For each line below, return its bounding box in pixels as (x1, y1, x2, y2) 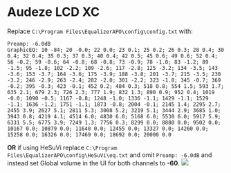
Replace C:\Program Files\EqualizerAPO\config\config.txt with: (7, 27, 194, 35)
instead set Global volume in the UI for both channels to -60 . (7, 158, 180, 167)
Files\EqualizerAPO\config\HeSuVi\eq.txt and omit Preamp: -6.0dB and (7, 150, 212, 159)
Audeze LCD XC (7, 4, 100, 20)
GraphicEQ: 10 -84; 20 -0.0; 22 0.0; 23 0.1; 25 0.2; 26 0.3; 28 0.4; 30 (7, 46, 225, 53)
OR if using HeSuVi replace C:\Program (7, 143, 118, 152)
